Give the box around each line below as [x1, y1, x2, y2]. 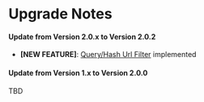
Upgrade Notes [8, 5, 113, 23]
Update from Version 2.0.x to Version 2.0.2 [8, 31, 156, 41]
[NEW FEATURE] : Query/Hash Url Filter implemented [19, 50, 197, 59]
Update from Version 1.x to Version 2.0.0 [8, 67, 148, 77]
